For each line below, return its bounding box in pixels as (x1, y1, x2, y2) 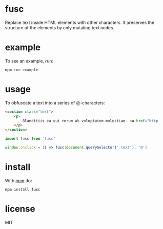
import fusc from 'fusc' (5, 136, 56, 141)
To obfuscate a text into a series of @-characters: (5, 100, 105, 105)
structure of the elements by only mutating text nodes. (5, 24, 115, 30)
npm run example (5, 67, 38, 72)
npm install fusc (5, 187, 41, 192)
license (5, 204, 36, 214)
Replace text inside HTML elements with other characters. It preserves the (5, 20, 155, 25)
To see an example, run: (5, 58, 54, 64)
